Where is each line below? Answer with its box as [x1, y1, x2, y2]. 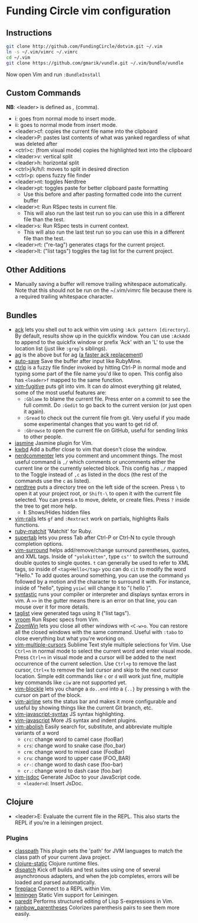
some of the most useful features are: [14, 389, 107, 396]
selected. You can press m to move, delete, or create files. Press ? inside [14, 496, 190, 503]
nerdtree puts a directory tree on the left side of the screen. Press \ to [14, 483, 185, 491]
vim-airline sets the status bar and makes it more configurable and [14, 698, 177, 705]
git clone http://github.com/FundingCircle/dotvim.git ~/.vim [6, 43, 163, 49]
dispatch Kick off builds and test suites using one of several [14, 866, 161, 873]
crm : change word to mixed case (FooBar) [23, 748, 125, 755]
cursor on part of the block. [14, 691, 82, 698]
